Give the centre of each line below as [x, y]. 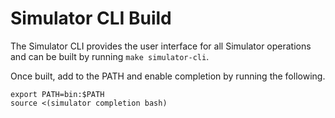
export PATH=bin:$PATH [57, 94]
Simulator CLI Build [91, 18]
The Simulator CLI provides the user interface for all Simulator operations [161, 46]
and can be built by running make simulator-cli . [110, 56]
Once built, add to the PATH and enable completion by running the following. [168, 76]
